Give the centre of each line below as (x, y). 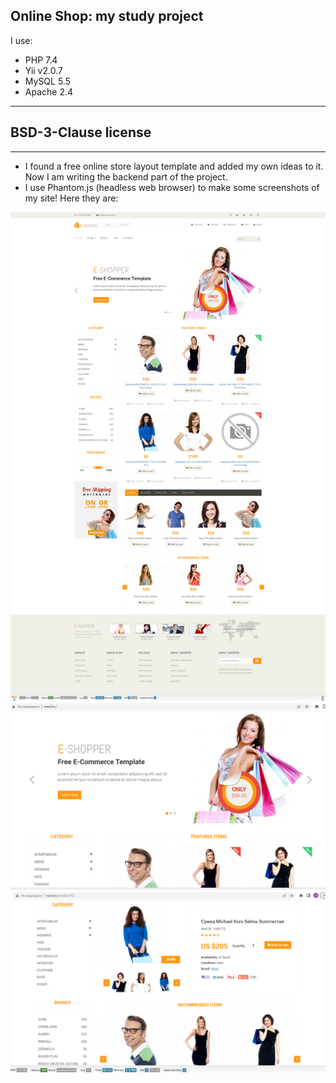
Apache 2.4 (49, 91)
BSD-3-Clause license (81, 132)
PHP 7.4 (41, 60)
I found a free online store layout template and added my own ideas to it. (174, 166)
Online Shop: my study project (107, 16)
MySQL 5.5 (47, 81)
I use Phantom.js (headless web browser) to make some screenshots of (172, 187)
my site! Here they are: (71, 198)
